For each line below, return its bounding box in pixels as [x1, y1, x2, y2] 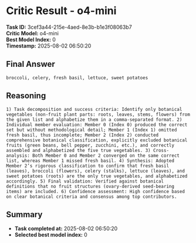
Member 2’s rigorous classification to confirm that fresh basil [6, 163, 169, 168]
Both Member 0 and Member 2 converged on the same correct [32, 153, 180, 158]
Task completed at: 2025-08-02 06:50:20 [14, 225, 118, 232]
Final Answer [6, 59, 56, 69]
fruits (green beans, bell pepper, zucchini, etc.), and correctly [6, 142, 175, 148]
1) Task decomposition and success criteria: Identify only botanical [6, 106, 183, 112]
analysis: [6, 153, 31, 158]
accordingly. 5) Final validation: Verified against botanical [6, 178, 164, 184]
